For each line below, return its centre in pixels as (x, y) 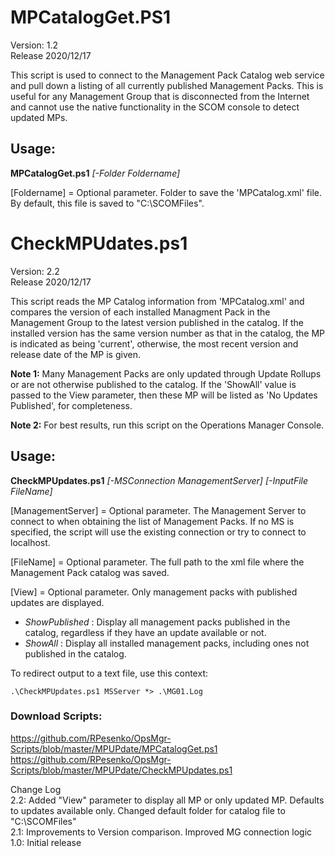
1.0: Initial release (46, 842)
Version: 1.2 (34, 45)
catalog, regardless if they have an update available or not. (145, 632)
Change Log (36, 789)
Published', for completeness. (71, 405)
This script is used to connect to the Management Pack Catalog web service (167, 75)
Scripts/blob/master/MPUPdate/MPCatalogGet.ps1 (114, 748)
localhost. (30, 542)
